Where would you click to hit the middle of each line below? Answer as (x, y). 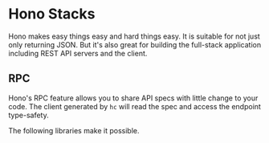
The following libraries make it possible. (74, 130)
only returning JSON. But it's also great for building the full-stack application (135, 44)
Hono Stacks (52, 14)
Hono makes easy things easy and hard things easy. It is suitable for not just (134, 36)
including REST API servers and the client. (78, 53)
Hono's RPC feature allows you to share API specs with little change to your (133, 98)
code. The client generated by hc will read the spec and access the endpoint (134, 106)
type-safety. (29, 115)
